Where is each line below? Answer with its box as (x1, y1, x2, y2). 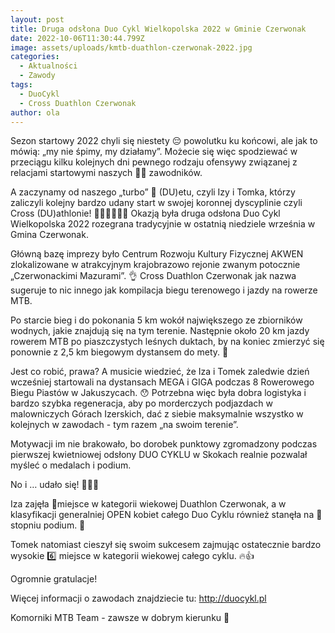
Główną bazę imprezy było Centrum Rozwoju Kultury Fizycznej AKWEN (10, 248, 304, 260)
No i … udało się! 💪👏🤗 (10, 479, 100, 491)
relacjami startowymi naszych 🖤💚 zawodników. (10, 167, 203, 179)
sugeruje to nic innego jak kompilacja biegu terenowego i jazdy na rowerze (10, 284, 318, 296)
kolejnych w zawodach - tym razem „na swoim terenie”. (10, 419, 239, 431)
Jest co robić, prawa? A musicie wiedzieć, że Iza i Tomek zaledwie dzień (10, 366, 310, 378)
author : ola (10, 107, 60, 118)
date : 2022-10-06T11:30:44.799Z (10, 33, 145, 43)
